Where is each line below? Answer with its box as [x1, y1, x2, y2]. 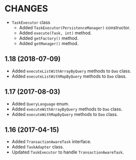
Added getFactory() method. [19, 35, 79, 41]
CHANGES [4, 3, 48, 14]
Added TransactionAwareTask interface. [11, 139, 92, 145]
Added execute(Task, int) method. [19, 30, 92, 36]
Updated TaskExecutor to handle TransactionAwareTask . [11, 149, 124, 155]
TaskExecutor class [11, 19, 50, 25]
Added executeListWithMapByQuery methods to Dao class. [11, 73, 127, 79]
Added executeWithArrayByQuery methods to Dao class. [11, 106, 123, 112]
